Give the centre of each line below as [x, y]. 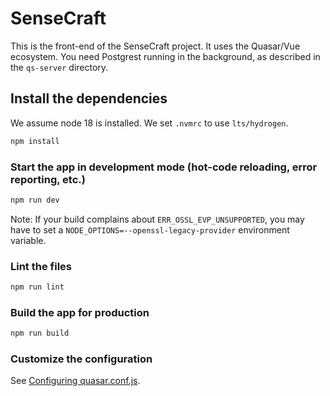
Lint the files [41, 266]
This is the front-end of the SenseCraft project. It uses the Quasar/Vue [155, 46]
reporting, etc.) [48, 179]
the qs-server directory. [59, 67]
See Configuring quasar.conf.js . [75, 381]
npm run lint [37, 287]
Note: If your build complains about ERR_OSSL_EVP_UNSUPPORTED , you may [157, 219]
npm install [35, 141]
